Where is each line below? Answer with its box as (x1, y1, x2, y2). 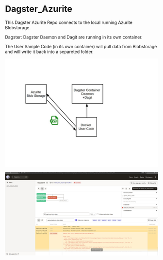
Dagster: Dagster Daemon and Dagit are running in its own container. (5, 34, 143, 40)
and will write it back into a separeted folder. (5, 49, 94, 55)
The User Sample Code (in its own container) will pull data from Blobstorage (5, 43, 157, 49)
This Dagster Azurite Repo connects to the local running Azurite (5, 19, 132, 25)
